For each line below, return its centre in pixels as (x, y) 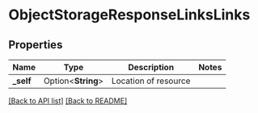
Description (151, 67)
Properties (36, 45)
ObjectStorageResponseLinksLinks (129, 15)
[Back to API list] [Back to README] (68, 101)
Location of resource (151, 81)
